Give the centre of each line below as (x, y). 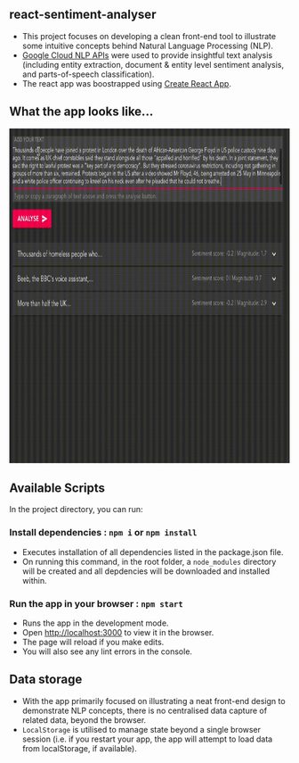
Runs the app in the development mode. (95, 623)
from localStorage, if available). (80, 748)
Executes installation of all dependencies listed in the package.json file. (153, 552)
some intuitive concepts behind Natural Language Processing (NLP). (148, 46)
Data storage (46, 680)
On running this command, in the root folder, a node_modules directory (149, 561)
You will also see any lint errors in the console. (107, 651)
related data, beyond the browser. (84, 720)
